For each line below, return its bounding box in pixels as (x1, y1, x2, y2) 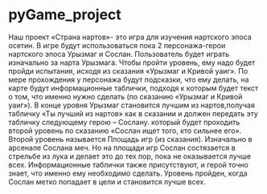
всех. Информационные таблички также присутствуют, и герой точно (8, 160, 249, 169)
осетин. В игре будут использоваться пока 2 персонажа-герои (8, 40, 226, 50)
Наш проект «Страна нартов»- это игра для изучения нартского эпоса (8, 32, 252, 42)
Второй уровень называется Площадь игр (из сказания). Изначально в (8, 134, 253, 143)
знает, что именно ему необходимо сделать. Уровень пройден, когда (8, 168, 248, 178)
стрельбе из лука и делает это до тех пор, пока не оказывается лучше (8, 151, 252, 161)
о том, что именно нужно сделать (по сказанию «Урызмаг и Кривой (8, 91, 243, 101)
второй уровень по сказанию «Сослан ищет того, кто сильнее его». (8, 126, 242, 135)
